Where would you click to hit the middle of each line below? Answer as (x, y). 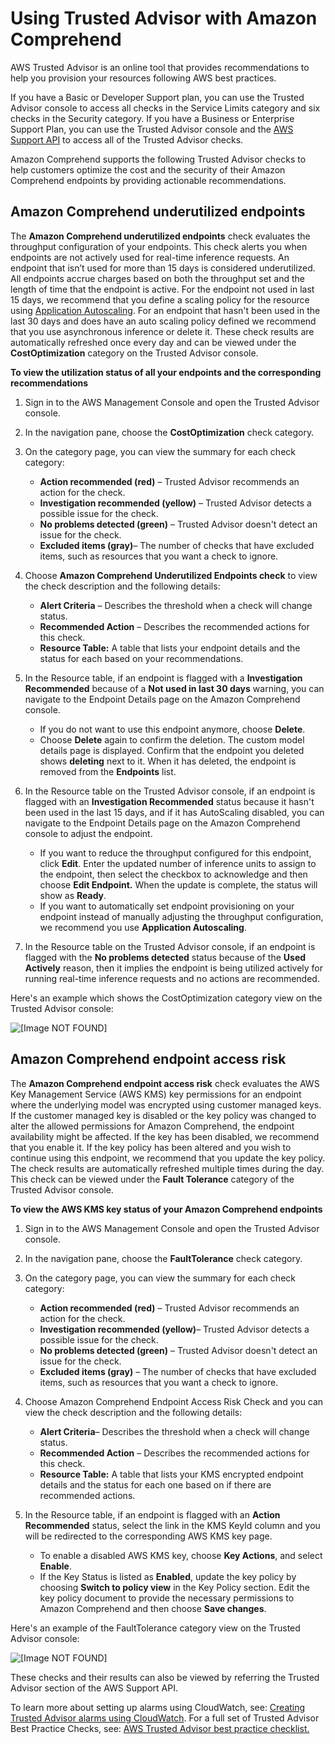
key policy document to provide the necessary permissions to (167, 1598)
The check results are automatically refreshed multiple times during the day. (167, 1168)
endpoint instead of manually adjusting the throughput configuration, (181, 916)
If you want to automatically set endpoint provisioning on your (167, 906)
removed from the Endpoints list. (108, 771)
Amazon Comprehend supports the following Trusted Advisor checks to (158, 159)
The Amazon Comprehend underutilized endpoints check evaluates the (160, 236)
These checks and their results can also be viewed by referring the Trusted (165, 1677)
